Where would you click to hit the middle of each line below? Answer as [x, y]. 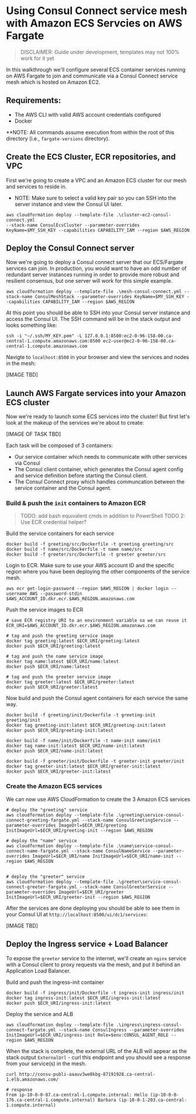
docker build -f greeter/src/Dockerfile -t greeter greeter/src [86, 555]
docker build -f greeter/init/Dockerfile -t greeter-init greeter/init [95, 761]
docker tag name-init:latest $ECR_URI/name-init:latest [75, 746]
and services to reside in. [37, 187]
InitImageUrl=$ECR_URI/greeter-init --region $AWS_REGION [78, 897]
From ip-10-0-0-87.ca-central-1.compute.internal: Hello [77, 1095]
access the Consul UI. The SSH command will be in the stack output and [93, 319]
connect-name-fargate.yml [37, 851]
